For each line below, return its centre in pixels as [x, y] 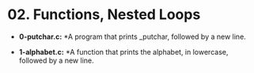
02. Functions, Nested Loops [104, 15]
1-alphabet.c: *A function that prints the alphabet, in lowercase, [123, 52]
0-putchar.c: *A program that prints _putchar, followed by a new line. [132, 36]
